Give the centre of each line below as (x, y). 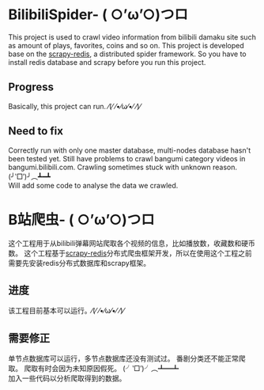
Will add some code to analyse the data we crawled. (93, 185)
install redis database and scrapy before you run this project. (107, 62)
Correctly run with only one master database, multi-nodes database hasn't (130, 150)
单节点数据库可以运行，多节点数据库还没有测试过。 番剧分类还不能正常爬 (127, 358)
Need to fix (36, 131)
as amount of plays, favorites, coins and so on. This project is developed (126, 45)
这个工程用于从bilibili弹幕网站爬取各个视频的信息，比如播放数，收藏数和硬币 (132, 243)
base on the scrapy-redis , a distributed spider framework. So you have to (127, 54)
